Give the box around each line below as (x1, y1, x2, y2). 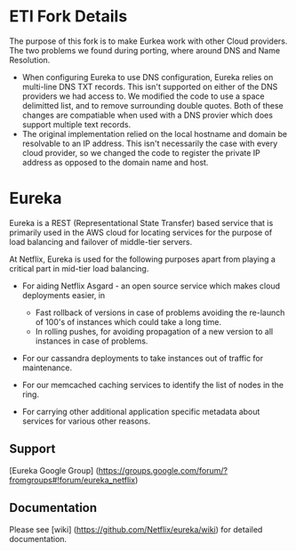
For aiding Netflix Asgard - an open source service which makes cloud (21, 280, 280, 291)
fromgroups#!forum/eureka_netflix (9, 474, 136, 485)
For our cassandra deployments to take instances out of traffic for (21, 352, 264, 363)
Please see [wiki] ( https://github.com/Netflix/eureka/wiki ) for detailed (9, 523, 263, 535)
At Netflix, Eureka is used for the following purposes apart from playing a (9, 254, 276, 264)
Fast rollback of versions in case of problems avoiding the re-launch (35, 307, 285, 318)
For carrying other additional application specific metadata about (21, 406, 260, 417)
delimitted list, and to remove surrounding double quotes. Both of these (21, 100, 284, 110)
